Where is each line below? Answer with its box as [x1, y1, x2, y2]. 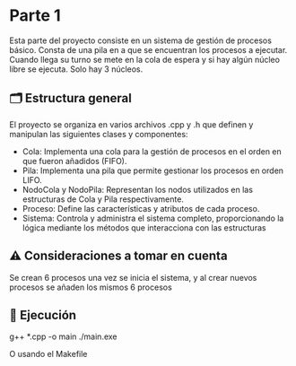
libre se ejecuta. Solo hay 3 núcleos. [9, 64, 144, 74]
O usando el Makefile [9, 349, 88, 360]
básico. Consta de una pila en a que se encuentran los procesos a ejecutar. [9, 44, 288, 55]
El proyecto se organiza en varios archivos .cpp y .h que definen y [9, 118, 254, 130]
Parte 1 [9, 5, 61, 26]
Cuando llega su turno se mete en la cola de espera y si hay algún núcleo [9, 54, 281, 65]
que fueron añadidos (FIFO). [22, 155, 127, 166]
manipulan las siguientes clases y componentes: [9, 128, 188, 139]
